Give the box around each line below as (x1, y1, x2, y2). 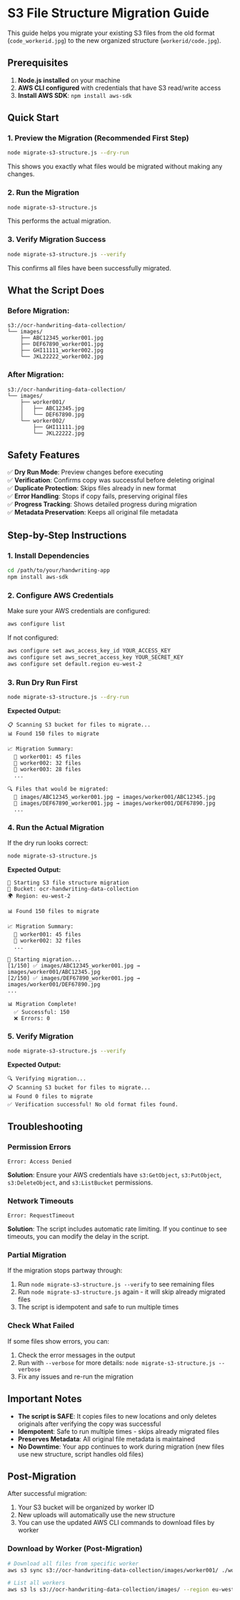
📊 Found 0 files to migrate (7, 1093, 93, 1100)
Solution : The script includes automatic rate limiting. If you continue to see (7, 1224, 227, 1233)
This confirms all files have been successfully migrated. (7, 263, 171, 272)
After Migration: (7, 370, 64, 380)
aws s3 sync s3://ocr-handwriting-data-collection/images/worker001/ (7, 1566, 219, 1574)
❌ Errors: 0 (14, 1015, 50, 1022)
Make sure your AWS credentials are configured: (7, 607, 151, 615)
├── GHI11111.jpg (33, 423, 84, 431)
